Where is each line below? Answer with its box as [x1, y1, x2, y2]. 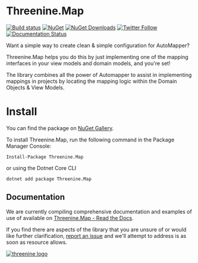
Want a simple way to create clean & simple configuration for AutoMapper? [6, 42, 190, 49]
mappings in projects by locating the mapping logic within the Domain [6, 78, 177, 85]
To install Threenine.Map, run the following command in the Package [6, 136, 175, 143]
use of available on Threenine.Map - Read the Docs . [6, 214, 134, 221]
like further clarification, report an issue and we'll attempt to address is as [6, 232, 187, 239]
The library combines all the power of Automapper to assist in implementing [6, 71, 192, 78]
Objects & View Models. [6, 83, 65, 91]
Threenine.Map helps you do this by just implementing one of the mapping [6, 53, 188, 60]
